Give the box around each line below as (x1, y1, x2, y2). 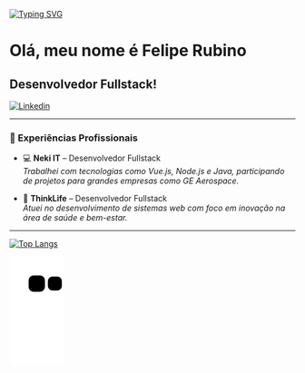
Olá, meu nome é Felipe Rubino (9, 41, 247, 61)
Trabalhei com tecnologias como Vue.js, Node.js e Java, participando (22, 166, 285, 177)
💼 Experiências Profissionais (9, 132, 138, 144)
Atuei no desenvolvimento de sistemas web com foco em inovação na (22, 202, 286, 213)
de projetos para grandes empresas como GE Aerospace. (22, 175, 240, 186)
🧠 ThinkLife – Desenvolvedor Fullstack (22, 193, 168, 204)
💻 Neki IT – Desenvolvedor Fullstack (22, 152, 162, 163)
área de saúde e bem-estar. (22, 212, 128, 223)
